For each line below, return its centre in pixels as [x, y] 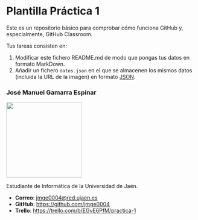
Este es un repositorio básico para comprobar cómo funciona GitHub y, [95, 28]
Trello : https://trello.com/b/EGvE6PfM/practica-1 [75, 211]
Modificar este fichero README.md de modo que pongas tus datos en [102, 57]
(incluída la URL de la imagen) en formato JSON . [75, 77]
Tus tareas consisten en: [37, 46]
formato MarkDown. [40, 64]
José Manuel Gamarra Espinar [51, 92]
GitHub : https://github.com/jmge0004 [62, 204]
